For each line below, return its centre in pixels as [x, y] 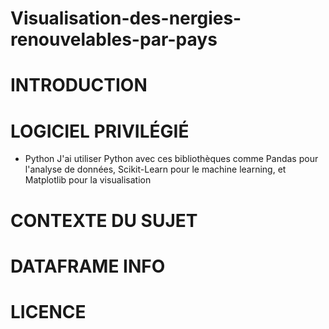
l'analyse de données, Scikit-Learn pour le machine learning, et [155, 169]
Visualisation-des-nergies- [126, 18]
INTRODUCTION [79, 85]
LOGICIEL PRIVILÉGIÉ [100, 131]
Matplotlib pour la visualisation [88, 180]
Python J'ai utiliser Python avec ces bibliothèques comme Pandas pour [171, 159]
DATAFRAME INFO [88, 266]
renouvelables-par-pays [114, 39]
